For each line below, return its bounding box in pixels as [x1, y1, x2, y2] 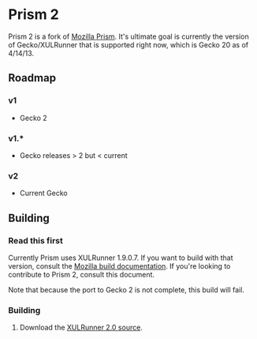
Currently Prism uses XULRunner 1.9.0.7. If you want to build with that [8, 253, 234, 262]
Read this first [8, 235, 63, 246]
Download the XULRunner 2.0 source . [19, 322, 143, 333]
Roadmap [8, 71, 57, 85]
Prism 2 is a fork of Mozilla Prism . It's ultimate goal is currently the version [8, 32, 250, 41]
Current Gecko [19, 188, 69, 198]
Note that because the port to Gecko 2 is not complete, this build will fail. [8, 284, 244, 294]
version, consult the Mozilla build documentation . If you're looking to [8, 261, 231, 270]
